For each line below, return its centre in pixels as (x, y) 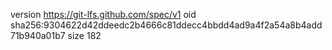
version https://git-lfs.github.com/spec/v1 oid (103, 14)
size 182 (84, 35)
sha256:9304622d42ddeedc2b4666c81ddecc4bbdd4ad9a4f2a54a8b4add (166, 25)
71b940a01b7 (38, 35)
